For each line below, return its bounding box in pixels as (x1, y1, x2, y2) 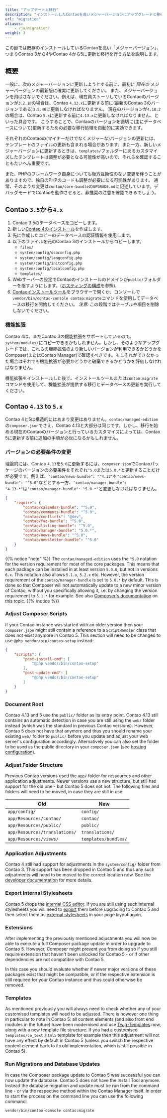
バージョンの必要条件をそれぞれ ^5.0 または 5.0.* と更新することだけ (22, 467, 160, 473)
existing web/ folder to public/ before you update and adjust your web (5, 733, 149, 739)
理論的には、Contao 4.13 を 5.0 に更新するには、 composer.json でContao (5, 461, 151, 467)
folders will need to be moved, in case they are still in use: (5, 789, 124, 795)
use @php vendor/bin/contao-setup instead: (5, 637, 94, 643)
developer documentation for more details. (5, 877, 93, 883)
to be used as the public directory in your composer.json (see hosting (5, 743, 147, 750)
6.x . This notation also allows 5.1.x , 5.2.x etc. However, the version (5, 571, 145, 577)
